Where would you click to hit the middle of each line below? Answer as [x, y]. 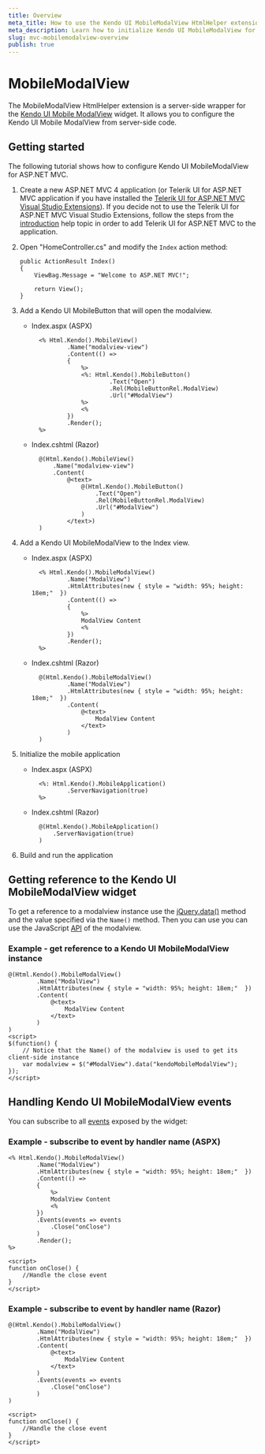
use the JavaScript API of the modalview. [75, 928]
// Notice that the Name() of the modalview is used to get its [130, 1050]
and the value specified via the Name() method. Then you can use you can [128, 919]
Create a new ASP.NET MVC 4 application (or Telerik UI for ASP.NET [131, 189]
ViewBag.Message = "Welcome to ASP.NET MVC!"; [112, 275]
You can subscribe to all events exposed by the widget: [98, 1121]
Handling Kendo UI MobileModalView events [120, 1102]
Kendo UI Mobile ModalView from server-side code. [93, 122]
